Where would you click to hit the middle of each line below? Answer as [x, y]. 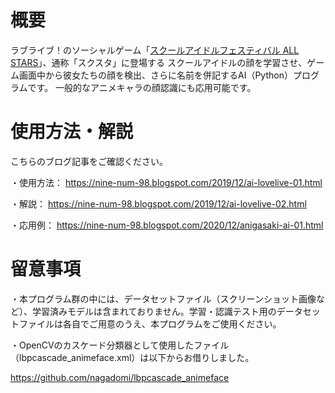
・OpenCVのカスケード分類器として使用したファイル [120, 345]
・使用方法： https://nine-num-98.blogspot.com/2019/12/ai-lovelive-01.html [166, 182]
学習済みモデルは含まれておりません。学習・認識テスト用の [154, 311]
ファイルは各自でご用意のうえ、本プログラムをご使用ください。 [150, 323]
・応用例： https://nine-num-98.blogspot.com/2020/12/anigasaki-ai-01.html [167, 225]
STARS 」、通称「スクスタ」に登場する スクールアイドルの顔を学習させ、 [159, 62]
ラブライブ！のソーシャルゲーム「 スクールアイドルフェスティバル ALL [155, 50]
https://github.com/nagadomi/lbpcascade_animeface [120, 377]
